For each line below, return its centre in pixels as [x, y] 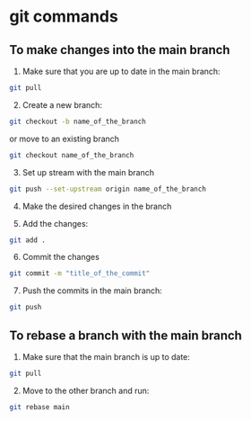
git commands [64, 17]
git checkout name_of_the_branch [72, 155]
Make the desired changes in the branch [97, 206]
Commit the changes [61, 257]
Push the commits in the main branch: [92, 291]
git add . [28, 240]
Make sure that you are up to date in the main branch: [121, 71]
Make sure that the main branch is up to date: [106, 356]
